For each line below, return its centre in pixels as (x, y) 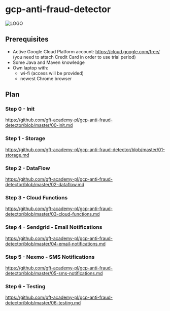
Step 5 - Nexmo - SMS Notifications (50, 257)
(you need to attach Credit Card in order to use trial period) (74, 57)
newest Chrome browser (46, 78)
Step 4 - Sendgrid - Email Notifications (54, 227)
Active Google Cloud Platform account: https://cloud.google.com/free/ (86, 51)
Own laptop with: (30, 67)
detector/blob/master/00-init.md (39, 125)
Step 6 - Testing (25, 286)
